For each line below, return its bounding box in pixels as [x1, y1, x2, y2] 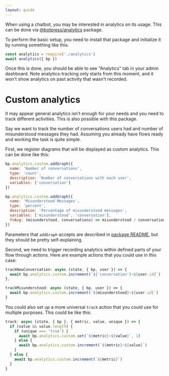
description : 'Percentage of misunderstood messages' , [10, 208, 127, 213]
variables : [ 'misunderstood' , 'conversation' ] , [10, 213, 112, 218]
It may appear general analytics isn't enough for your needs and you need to [5, 111, 164, 117]
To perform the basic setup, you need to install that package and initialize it [5, 36, 161, 42]
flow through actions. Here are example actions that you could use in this [5, 252, 157, 258]
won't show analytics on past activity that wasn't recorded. [5, 76, 128, 82]
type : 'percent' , [10, 203, 46, 209]
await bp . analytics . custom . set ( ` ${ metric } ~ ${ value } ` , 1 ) [18, 333, 141, 339]
